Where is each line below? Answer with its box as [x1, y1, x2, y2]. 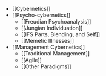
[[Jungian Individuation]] [21, 24, 83, 31]
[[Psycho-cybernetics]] [12, 11, 71, 19]
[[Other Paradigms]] [21, 63, 71, 70]
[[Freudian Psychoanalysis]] [21, 18, 91, 25]
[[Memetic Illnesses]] [21, 37, 75, 44]
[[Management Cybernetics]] [12, 43, 85, 51]
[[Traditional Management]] [21, 50, 90, 57]
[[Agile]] [21, 57, 42, 63]
